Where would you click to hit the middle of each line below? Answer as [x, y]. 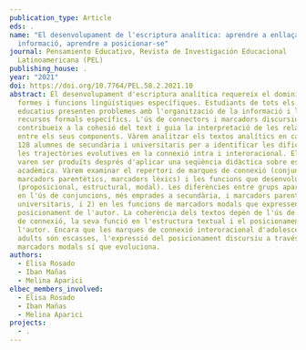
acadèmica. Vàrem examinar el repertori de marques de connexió [142, 170]
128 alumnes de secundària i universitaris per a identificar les [146, 145]
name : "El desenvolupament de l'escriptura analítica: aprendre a [138, 35]
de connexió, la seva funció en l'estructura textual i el [132, 221]
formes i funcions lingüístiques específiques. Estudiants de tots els [157, 103]
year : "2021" [34, 77]
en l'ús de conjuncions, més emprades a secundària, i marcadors [144, 196]
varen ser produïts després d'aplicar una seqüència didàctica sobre [152, 162]
